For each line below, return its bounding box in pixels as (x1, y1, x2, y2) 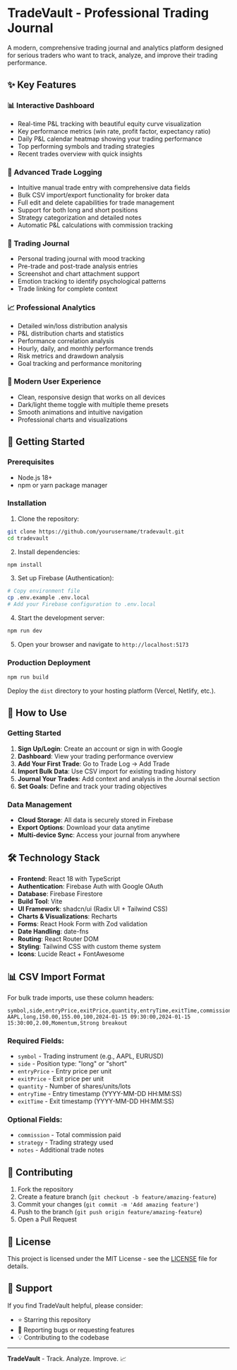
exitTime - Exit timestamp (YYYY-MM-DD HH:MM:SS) (17, 1097, 174, 1105)
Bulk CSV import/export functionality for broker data (17, 190, 169, 199)
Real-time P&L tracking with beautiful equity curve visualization (17, 119, 202, 128)
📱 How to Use (7, 707, 67, 719)
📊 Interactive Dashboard (7, 100, 95, 110)
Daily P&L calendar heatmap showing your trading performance (17, 134, 202, 143)
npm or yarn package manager (17, 480, 108, 489)
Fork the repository (17, 1185, 74, 1194)
